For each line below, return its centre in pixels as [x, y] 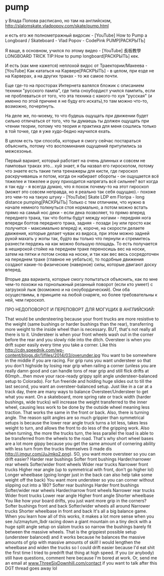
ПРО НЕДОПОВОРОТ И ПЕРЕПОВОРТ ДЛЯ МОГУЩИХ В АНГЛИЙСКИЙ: [80, 309]
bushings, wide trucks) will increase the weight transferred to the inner [76, 402]
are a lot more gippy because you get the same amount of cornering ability [80, 443]
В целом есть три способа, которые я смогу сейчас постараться [73, 140]
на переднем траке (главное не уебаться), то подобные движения [74, 259]
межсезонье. [19, 151]
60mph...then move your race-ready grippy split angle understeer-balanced [81, 376]
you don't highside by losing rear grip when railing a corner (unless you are [81, 365]
